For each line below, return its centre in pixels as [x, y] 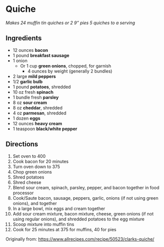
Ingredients [24, 38]
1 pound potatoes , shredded [42, 87]
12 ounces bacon [30, 50]
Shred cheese [27, 182]
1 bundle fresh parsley [36, 97]
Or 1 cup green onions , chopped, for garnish [66, 66]
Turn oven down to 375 [36, 167]
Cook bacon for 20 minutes [41, 161]
